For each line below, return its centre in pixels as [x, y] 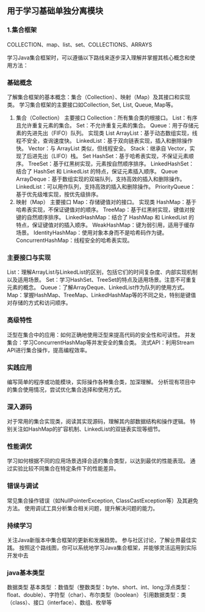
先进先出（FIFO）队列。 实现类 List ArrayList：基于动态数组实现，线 [112, 133]
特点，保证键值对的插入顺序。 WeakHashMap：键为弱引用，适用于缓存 [105, 225]
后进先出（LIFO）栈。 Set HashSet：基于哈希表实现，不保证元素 [107, 156]
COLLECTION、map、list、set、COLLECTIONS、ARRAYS [80, 44]
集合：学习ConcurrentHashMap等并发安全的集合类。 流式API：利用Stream [101, 342]
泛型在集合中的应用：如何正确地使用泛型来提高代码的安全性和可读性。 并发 [101, 334]
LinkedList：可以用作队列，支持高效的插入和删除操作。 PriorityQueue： [106, 186]
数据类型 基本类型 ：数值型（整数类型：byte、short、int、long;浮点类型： [99, 587]
